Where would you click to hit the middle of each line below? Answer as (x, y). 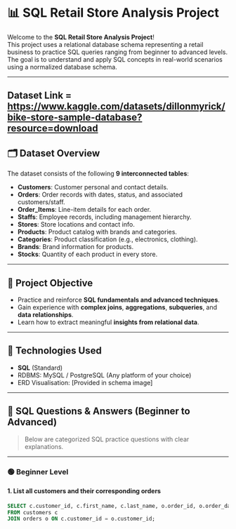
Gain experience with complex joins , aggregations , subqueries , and (117, 307)
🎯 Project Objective (50, 283)
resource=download (53, 129)
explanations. (44, 446)
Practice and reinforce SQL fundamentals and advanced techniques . (118, 300)
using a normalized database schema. (62, 67)
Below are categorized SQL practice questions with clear (107, 439)
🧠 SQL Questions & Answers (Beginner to (99, 411)
